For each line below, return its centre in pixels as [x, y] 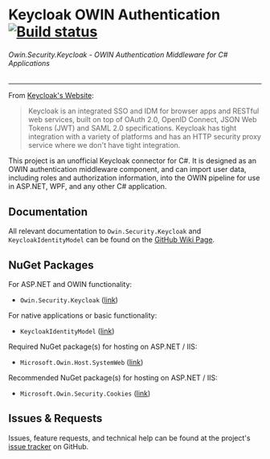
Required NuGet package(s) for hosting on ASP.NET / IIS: [103, 346]
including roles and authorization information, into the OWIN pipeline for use [134, 178]
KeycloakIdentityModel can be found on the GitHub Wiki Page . [112, 240]
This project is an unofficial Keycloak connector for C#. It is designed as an [133, 161]
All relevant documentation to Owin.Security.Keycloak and [105, 232]
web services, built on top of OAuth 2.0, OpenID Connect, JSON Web [142, 120]
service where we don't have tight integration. [104, 145]
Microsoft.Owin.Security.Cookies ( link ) [85, 393]
